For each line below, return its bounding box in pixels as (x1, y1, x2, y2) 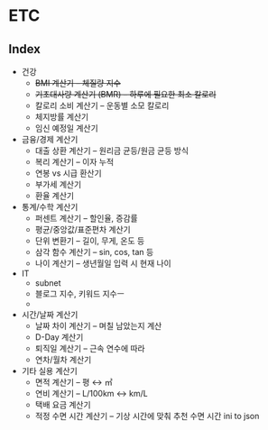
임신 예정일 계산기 (34, 123, 98, 133)
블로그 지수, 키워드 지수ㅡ (34, 288, 125, 298)
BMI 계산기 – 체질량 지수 (34, 78, 121, 88)
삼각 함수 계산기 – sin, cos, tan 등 (34, 247, 154, 257)
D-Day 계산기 (34, 332, 84, 343)
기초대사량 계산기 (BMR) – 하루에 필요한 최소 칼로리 (34, 89, 217, 99)
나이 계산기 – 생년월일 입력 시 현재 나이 (34, 258, 172, 269)
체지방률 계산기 (34, 112, 89, 122)
